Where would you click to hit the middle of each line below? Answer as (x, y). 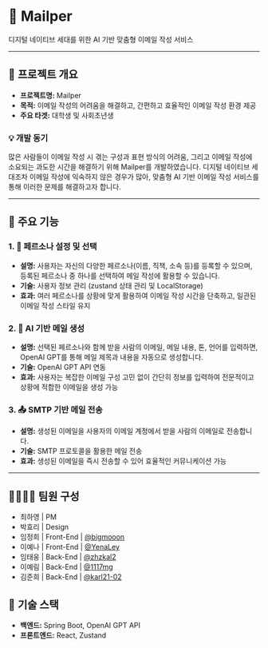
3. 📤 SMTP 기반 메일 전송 (56, 409)
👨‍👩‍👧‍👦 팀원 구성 (44, 496)
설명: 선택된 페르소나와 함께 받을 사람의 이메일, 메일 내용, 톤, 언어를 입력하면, (139, 348)
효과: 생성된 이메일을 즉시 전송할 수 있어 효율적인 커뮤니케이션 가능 (123, 461)
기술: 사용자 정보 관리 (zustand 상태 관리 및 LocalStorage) (111, 285)
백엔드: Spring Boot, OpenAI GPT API (80, 625)
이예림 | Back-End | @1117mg (66, 567)
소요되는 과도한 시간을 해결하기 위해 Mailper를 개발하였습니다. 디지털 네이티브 (129, 167)
